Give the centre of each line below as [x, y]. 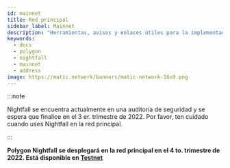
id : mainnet [24, 13]
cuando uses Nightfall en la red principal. [65, 124]
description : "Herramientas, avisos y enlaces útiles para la [98, 32]
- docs [23, 45]
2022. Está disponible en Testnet [55, 158]
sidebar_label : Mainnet [41, 26]
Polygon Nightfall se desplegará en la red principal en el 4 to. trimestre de [114, 150]
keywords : [21, 39]
